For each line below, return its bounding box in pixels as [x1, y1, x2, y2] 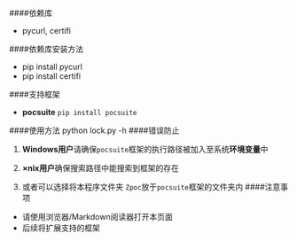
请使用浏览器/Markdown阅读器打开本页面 [21, 212, 173, 222]
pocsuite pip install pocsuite [21, 107, 137, 117]
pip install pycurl [21, 61, 82, 72]
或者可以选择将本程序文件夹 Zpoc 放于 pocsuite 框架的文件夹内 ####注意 [21, 182, 281, 192]
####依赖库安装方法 [9, 43, 84, 54]
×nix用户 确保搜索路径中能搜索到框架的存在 [21, 163, 179, 173]
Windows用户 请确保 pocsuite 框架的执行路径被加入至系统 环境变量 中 [21, 144, 269, 154]
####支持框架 [9, 89, 60, 99]
